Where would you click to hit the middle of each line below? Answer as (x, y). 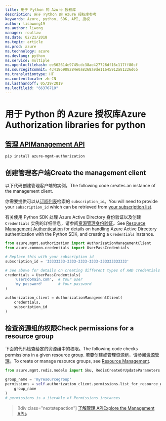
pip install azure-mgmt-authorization (45, 156)
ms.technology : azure (27, 51)
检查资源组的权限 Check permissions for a (70, 328)
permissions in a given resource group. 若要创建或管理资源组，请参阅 (76, 355)
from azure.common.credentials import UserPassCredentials (67, 248)
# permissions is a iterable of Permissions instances (63, 398)
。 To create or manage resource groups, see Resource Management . (80, 361)
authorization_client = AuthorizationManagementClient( (64, 298)
